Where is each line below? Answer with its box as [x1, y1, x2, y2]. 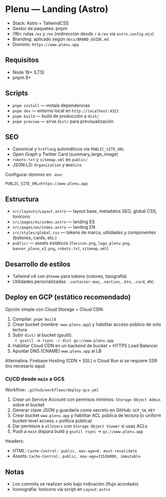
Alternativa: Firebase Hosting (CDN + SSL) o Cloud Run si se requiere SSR [5, 357, 158, 363]
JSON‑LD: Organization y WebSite [12, 162, 82, 168]
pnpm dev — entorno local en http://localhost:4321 [12, 108, 119, 114]
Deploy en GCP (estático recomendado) [5, 293, 131, 301]
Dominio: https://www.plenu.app [12, 41, 79, 47]
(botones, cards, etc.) [12, 235, 57, 241]
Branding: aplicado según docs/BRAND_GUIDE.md [12, 36, 109, 42]
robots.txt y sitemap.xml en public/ [12, 157, 88, 163]
